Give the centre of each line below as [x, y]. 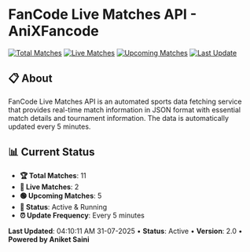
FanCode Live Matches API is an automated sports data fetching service [125, 101]
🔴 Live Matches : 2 [49, 187]
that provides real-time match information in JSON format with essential [125, 110]
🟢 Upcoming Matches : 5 [61, 195]
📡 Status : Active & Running [63, 206]
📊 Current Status [51, 152]
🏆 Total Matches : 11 [53, 175]
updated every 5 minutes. [50, 126]
